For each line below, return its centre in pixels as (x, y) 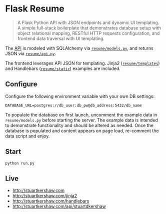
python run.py (20, 163)
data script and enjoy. (27, 136)
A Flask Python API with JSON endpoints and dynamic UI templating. (88, 22)
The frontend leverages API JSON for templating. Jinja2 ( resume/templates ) (82, 63)
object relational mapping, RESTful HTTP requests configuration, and (88, 33)
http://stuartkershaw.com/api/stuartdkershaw (59, 206)
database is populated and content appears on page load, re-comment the (82, 130)
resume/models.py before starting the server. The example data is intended (82, 120)
